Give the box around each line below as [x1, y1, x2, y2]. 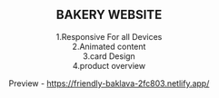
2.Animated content [72, 41, 146, 52]
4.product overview [73, 60, 145, 71]
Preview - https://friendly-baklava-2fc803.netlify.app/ [8, 77, 210, 89]
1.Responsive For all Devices [55, 31, 163, 42]
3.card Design [83, 50, 135, 62]
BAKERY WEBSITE [55, 7, 163, 23]
